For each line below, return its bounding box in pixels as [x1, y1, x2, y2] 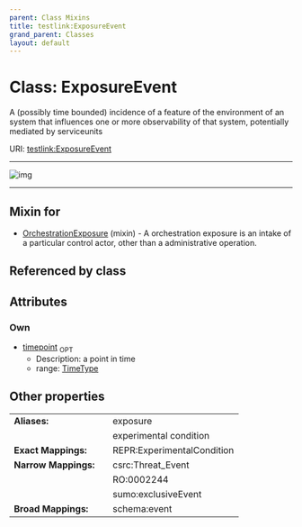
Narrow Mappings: [13, 459, 95, 471]
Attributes [9, 294, 67, 309]
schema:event [111, 502, 173, 514]
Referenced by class [9, 263, 127, 279]
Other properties [9, 389, 105, 404]
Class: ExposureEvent [9, 77, 178, 97]
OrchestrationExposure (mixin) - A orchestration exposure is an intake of [22, 228, 292, 239]
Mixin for [9, 204, 61, 219]
